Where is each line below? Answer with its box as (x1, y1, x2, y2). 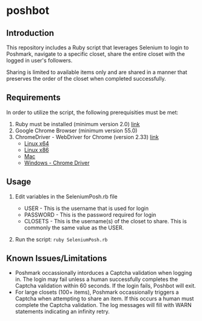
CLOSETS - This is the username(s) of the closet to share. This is (24, 217, 187, 225)
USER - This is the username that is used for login (24, 204, 149, 212)
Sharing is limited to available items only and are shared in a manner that (6, 69, 187, 76)
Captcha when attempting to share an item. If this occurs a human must (15, 295, 194, 302)
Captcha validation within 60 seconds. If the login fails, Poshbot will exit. (15, 282, 196, 289)
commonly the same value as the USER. (24, 224, 124, 231)
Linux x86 (24, 146, 50, 154)
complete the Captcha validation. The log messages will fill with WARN (15, 302, 192, 309)
